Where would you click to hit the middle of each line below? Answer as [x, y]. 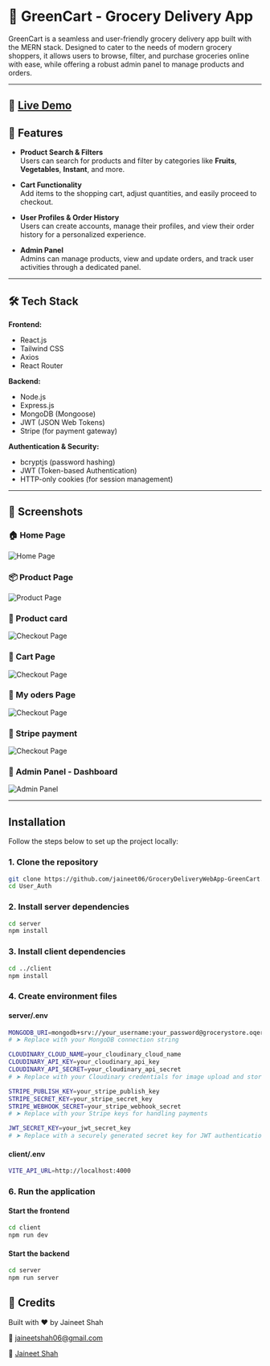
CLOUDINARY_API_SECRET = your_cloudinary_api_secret [95, 1069]
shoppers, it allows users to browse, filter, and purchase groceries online [129, 55]
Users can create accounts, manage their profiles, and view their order [137, 226]
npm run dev [28, 1235]
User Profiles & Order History [70, 218]
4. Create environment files [63, 996]
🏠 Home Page [37, 535]
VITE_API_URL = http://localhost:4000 [70, 1171]
